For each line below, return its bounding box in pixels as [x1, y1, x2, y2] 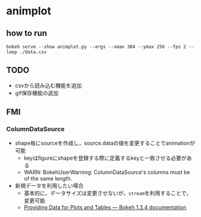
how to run [6, 28, 47, 38]
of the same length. [23, 175, 72, 182]
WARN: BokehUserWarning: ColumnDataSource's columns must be [23, 169, 190, 176]
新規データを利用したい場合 [14, 182, 84, 189]
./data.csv [19, 49, 47, 55]
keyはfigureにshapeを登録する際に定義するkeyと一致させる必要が [23, 154, 187, 161]
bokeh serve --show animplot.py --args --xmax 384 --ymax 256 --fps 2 [6, 44, 187, 50]
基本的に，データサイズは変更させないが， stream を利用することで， [23, 190, 192, 197]
